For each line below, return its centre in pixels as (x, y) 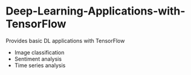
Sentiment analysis (38, 59)
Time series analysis (40, 65)
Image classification (39, 52)
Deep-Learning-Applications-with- (95, 11)
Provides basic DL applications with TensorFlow (65, 41)
